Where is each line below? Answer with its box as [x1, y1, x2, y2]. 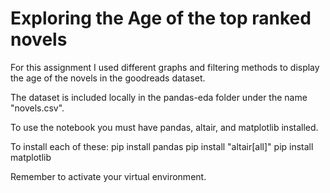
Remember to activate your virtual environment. [10, 170, 207, 182]
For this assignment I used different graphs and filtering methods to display [10, 61, 320, 73]
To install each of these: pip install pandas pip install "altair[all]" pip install [10, 140, 314, 152]
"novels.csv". [10, 102, 65, 114]
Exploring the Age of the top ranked [10, 7, 312, 30]
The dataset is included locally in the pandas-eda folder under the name [10, 91, 308, 103]
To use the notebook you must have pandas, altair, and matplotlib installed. [10, 121, 319, 133]
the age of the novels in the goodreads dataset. [10, 72, 206, 84]
